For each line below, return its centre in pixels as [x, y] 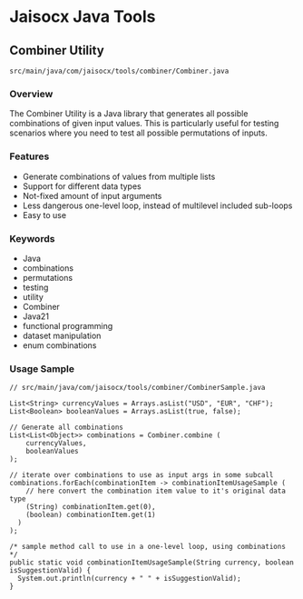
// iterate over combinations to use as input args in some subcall [142, 475]
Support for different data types [82, 186]
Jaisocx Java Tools [83, 17]
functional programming [68, 325]
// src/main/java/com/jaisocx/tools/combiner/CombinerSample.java [137, 388]
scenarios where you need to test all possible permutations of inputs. [138, 133]
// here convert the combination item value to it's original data [156, 491]
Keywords [32, 238]
